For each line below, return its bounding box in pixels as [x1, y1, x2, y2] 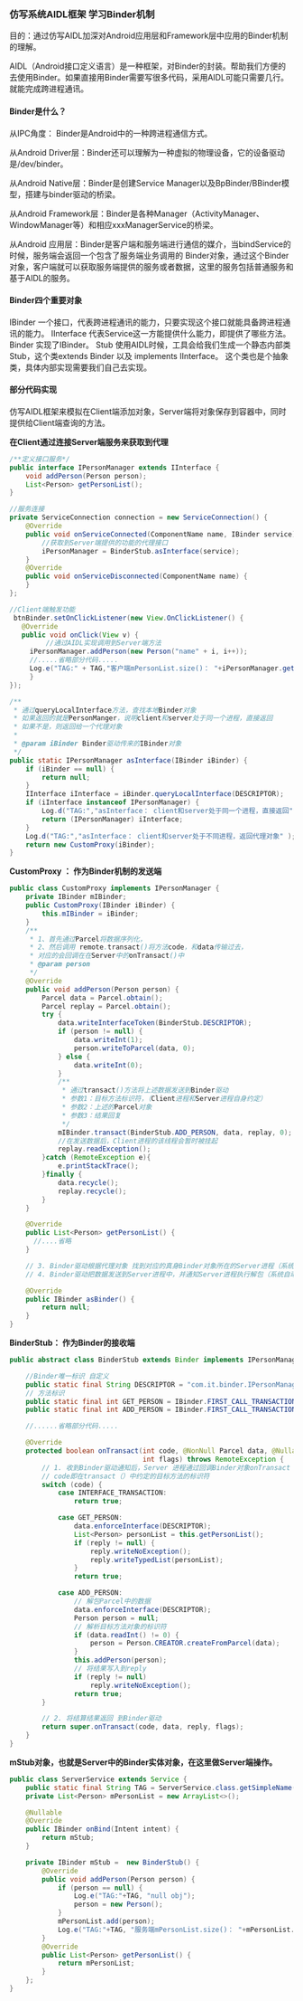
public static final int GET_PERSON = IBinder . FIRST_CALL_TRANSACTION [25, 1397, 297, 1406]
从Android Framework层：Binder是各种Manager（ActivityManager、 [9, 208, 264, 219]
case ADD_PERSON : [57, 1588, 124, 1598]
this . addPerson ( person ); [73, 1655, 168, 1665]
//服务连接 [9, 505, 45, 514]
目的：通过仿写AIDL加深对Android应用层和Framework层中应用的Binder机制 [9, 30, 289, 42]
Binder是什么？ [9, 106, 67, 117]
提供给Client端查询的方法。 [9, 417, 111, 428]
